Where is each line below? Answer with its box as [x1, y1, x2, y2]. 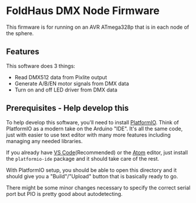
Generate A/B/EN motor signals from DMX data [14, 80, 129, 87]
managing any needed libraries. [6, 137, 83, 144]
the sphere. [6, 29, 34, 36]
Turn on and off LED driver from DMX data [14, 86, 118, 93]
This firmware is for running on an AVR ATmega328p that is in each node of [6, 23, 190, 31]
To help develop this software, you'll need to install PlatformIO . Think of [6, 119, 180, 126]
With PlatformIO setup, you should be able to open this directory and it [6, 166, 177, 174]
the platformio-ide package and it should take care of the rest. [6, 155, 160, 162]
